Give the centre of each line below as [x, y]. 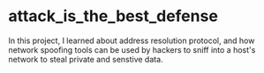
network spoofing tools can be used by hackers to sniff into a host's [132, 49]
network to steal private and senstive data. [86, 59]
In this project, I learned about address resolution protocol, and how [132, 40]
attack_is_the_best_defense [113, 16]
